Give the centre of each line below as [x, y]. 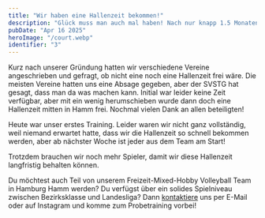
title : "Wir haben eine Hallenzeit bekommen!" [86, 15]
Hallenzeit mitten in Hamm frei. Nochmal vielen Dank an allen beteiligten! [126, 109]
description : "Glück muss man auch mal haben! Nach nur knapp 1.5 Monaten [134, 23]
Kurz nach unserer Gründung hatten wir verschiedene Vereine [109, 67]
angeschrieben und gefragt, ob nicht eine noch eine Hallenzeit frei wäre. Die [132, 76]
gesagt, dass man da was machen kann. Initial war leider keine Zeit [117, 92]
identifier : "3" [35, 45]
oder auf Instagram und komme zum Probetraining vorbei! [103, 205]
